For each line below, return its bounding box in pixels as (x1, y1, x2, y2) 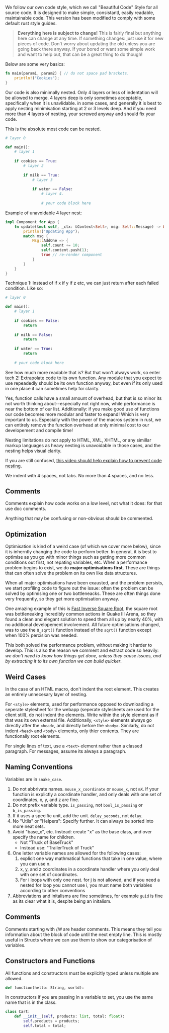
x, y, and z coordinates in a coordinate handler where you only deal (20, 866, 159, 872)
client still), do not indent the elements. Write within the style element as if (5, 712, 158, 718)
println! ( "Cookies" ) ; (14, 75, 59, 80)
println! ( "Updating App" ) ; (23, 229, 80, 234)
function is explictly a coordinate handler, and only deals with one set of (12, 791, 162, 797)
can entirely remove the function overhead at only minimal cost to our (5, 422, 150, 428)
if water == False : (32, 187, 73, 192)
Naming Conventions (5, 763, 73, 771)
